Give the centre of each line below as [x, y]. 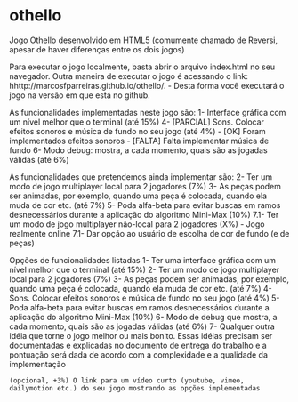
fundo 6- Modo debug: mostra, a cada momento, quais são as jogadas [139, 150]
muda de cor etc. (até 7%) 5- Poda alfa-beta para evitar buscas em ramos [145, 205]
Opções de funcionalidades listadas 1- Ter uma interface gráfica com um [142, 260]
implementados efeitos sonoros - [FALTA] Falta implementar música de [139, 141]
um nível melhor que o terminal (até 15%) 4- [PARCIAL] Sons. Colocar [137, 122]
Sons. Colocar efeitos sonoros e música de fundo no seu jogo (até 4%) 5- [145, 298]
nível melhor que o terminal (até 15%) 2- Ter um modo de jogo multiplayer [145, 269]
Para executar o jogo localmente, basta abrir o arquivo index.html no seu [142, 67]
